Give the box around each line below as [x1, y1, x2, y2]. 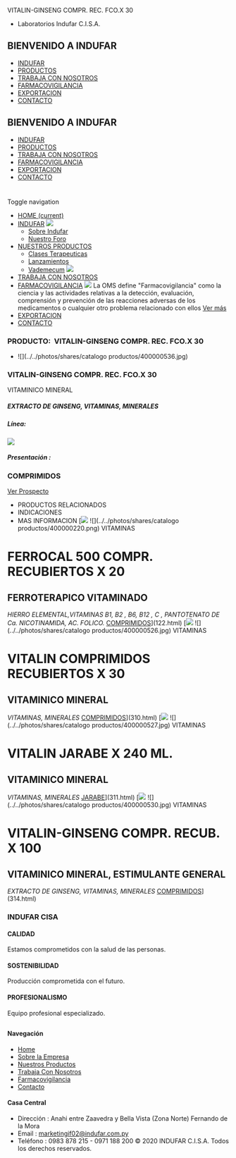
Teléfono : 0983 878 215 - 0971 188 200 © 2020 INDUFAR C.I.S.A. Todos [17, 1136, 229, 1145]
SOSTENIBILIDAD [7, 961, 59, 970]
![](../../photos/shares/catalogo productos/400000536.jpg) [17, 352, 188, 361]
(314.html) [7, 894, 37, 903]
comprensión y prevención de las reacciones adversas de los [17, 296, 196, 304]
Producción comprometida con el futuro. [7, 977, 125, 985]
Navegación [7, 1029, 44, 1038]
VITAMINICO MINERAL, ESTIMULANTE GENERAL [7, 868, 226, 880]
